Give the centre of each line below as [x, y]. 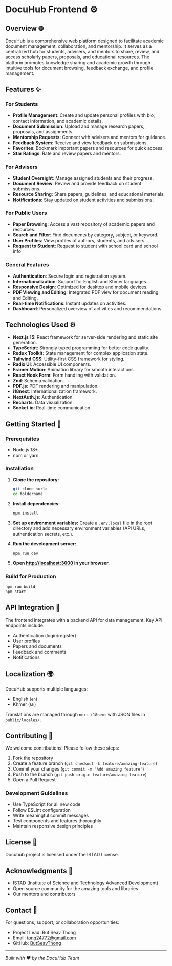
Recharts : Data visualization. [43, 402]
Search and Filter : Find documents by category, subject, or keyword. [85, 235]
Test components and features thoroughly [57, 821]
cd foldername [28, 494]
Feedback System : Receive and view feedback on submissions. [80, 143]
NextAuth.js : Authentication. [43, 397]
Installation [20, 469]
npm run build [20, 587]
